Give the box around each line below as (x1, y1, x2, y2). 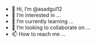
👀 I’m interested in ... (11, 12, 61, 19)
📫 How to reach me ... (11, 31, 66, 37)
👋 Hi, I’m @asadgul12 (11, 6, 62, 12)
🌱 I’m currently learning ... (11, 18, 74, 24)
